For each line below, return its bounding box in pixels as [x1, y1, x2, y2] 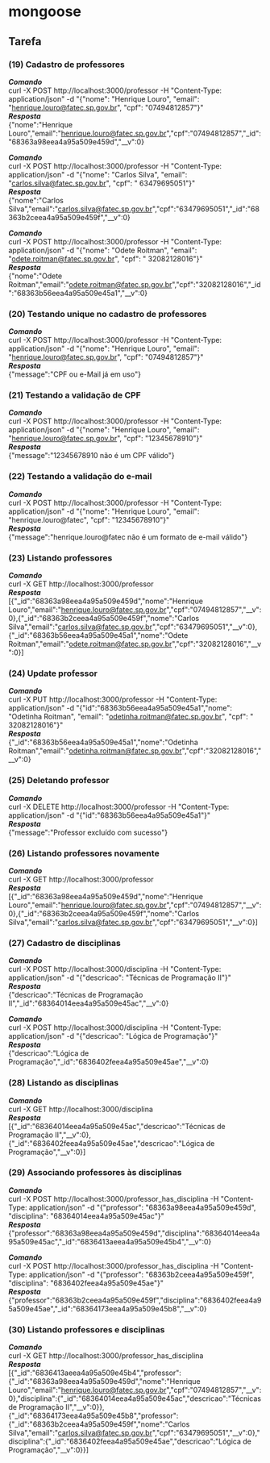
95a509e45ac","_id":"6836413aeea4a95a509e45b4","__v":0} [8, 1236, 212, 1246]
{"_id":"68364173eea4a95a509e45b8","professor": [8, 1411, 179, 1421]
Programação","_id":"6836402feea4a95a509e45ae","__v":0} [8, 1057, 210, 1067]
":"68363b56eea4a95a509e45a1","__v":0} [8, 288, 148, 298]
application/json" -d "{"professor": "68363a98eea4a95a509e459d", [28, 1202, 256, 1212]
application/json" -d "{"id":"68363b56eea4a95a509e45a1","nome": [8, 703, 232, 713]
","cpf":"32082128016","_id [172, 279, 261, 289]
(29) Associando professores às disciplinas [8, 1167, 182, 1178]
